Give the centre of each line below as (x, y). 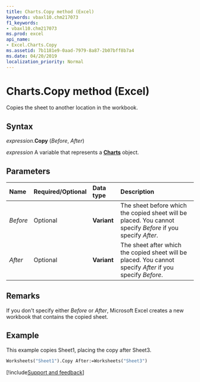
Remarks (23, 296)
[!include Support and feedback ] (45, 372)
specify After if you (147, 267)
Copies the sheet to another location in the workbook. (72, 107)
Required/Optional (60, 192)
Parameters (28, 171)
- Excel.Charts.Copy (32, 45)
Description (137, 192)
